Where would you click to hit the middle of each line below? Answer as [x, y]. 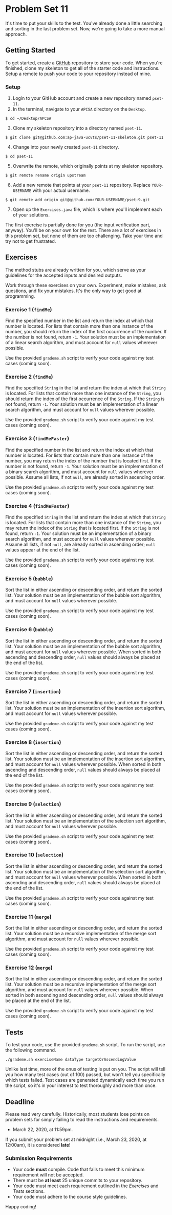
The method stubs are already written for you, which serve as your [76, 270]
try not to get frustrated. [31, 241]
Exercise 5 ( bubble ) [29, 578]
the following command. [31, 1050]
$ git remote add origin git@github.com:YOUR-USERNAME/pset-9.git [78, 200]
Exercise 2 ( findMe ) [29, 377]
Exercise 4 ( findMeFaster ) [37, 506]
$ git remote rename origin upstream [46, 175]
